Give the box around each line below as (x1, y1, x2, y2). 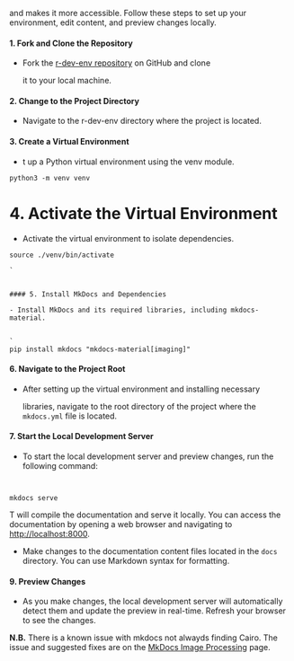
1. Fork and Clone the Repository (9, 38, 133, 48)
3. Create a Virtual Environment (9, 137, 129, 146)
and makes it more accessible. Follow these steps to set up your (9, 8, 247, 18)
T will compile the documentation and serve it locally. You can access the (9, 509, 281, 520)
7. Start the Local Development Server (9, 431, 155, 442)
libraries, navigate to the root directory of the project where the (22, 401, 256, 411)
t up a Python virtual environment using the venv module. (22, 156, 236, 167)
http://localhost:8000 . (9, 528, 90, 539)
